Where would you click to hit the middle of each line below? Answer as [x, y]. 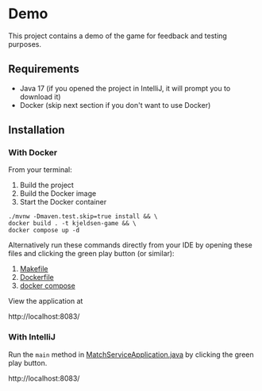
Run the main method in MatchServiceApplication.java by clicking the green [131, 355]
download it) [40, 97]
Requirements [44, 69]
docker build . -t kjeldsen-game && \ [72, 224]
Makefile [34, 269]
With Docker [33, 153]
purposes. [25, 44]
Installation [37, 130]
